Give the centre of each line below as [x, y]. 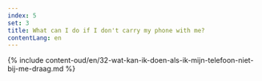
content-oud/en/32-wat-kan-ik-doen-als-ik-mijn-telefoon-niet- [149, 60]
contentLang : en [34, 38]
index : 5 [22, 15]
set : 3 [18, 23]
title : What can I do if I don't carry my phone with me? [106, 30]
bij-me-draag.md [36, 69]
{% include [26, 60]
